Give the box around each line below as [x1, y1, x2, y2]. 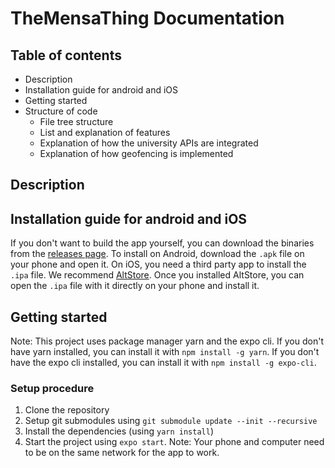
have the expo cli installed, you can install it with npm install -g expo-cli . [10, 357, 317, 369]
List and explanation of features [39, 127, 171, 138]
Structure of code [24, 105, 98, 117]
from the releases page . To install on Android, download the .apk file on [10, 248, 305, 260]
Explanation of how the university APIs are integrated [39, 137, 259, 149]
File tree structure [39, 116, 114, 127]
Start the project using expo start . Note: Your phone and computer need [24, 436, 325, 448]
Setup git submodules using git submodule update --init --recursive [24, 415, 318, 427]
